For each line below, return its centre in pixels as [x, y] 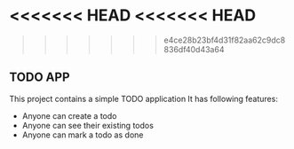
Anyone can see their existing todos [87, 125]
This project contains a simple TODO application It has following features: [143, 98]
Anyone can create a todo [69, 115]
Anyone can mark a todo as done [83, 135]
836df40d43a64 [194, 49]
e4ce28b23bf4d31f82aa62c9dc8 [225, 40]
